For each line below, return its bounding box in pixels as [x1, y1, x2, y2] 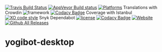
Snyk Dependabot [39, 15, 75, 20]
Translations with [123, 5, 158, 10]
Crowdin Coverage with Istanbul [5, 10, 132, 15]
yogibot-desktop [5, 37, 74, 48]
